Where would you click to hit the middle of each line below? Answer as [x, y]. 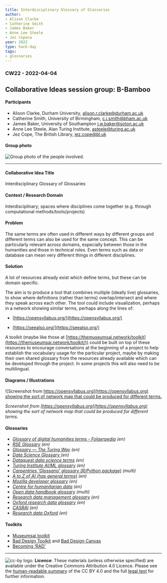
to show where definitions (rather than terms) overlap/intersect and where [81, 297]
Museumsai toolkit [31, 535]
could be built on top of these [120, 342]
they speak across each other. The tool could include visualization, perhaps [83, 303]
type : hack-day [21, 47]
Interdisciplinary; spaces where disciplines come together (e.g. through [78, 206]
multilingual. [18, 369]
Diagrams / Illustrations [30, 380]
